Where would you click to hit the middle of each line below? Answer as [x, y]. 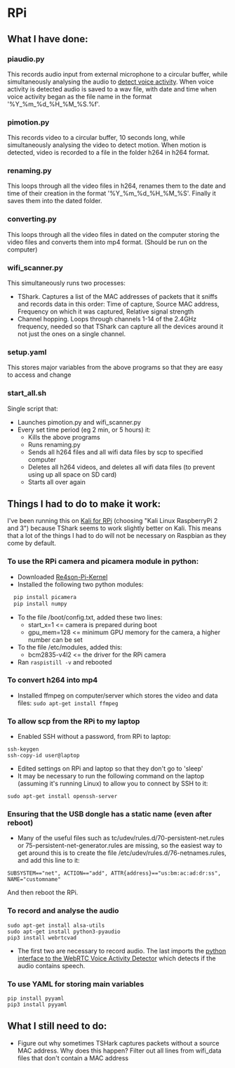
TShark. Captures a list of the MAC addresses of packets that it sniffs [117, 297]
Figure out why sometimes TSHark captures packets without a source [118, 1043]
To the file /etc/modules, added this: [70, 647]
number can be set [55, 639]
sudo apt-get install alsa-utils [56, 925]
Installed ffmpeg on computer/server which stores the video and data [118, 695]
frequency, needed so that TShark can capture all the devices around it [120, 327]
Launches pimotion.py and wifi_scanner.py [79, 422]
